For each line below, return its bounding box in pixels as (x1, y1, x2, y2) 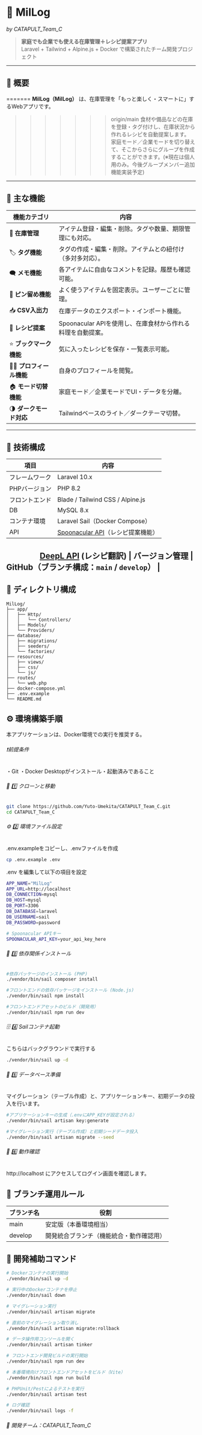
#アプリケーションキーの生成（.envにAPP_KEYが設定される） (6, 1112, 137, 1118)
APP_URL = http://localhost (6, 886, 71, 892)
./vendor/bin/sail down (6, 1293, 66, 1299)
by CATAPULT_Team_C (6, 25, 63, 33)
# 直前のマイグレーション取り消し (6, 1320, 79, 1326)
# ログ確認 (6, 1402, 30, 1408)
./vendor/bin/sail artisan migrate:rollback (6, 1325, 120, 1331)
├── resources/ (6, 654, 44, 660)
